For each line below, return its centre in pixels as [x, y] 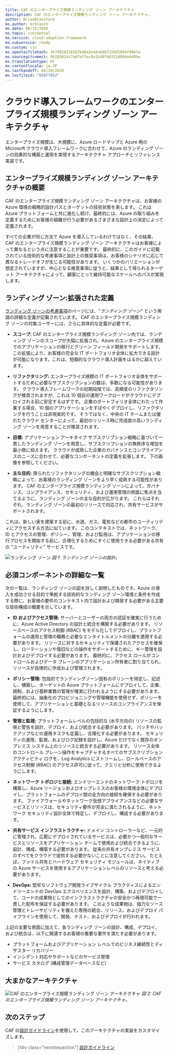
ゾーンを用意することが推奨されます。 [62, 427]
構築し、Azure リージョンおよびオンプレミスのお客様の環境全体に [81, 788]
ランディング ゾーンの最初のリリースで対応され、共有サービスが [92, 505]
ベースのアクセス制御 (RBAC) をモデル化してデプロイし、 [80, 630]
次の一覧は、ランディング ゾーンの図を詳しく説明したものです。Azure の [80, 588]
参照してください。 [41, 463]
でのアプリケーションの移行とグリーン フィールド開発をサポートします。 [88, 347]
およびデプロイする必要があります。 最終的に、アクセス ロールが [84, 655]
